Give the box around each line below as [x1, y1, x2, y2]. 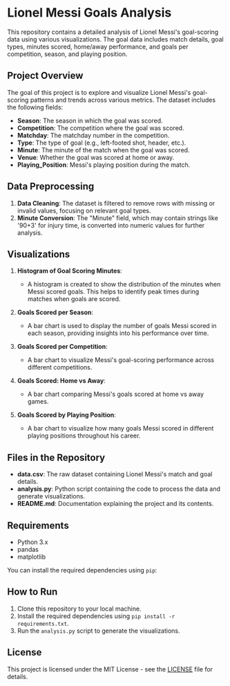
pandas [17, 545, 39, 553]
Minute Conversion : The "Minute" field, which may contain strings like [17, 213, 219, 222]
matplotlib [17, 552, 46, 561]
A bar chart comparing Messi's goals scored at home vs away [27, 390, 204, 399]
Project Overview [7, 70, 84, 82]
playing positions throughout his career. [27, 431, 141, 440]
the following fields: [7, 102, 64, 111]
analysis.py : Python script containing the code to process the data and [17, 485, 221, 493]
